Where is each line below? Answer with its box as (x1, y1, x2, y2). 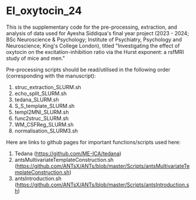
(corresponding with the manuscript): (6, 72, 97, 79)
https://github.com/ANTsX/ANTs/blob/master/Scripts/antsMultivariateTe (16, 162, 190, 170)
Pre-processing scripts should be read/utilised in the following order (6, 66, 171, 73)
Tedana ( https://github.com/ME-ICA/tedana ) (14, 150, 122, 157)
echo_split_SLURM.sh (14, 90, 67, 97)
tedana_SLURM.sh (14, 96, 60, 103)
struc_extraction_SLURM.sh (14, 83, 81, 90)
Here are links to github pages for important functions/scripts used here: (6, 138, 181, 145)
